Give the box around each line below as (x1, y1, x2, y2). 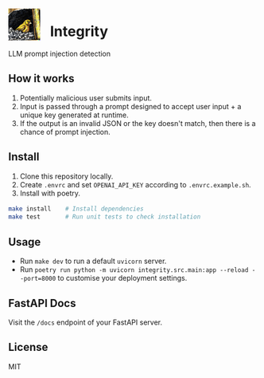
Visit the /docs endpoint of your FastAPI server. (8, 317, 163, 327)
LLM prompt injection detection (8, 49, 111, 58)
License (8, 341, 49, 354)
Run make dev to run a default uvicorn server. (19, 256, 167, 266)
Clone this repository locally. (19, 171, 114, 181)
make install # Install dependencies (8, 204, 145, 213)
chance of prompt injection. (19, 127, 111, 136)
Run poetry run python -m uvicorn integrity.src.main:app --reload (19, 265, 249, 274)
